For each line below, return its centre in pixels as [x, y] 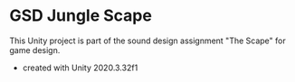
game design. [35, 50]
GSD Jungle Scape [81, 16]
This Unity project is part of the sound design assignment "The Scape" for [148, 41]
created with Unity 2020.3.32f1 [80, 68]
